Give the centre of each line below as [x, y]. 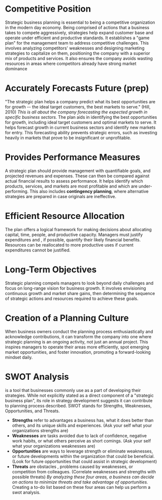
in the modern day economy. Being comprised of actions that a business [77, 27]
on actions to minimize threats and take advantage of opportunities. [80, 482]
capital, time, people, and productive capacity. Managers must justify [74, 234]
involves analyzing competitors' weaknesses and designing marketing [75, 48]
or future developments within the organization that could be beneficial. [83, 456]
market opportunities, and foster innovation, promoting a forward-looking [78, 352]
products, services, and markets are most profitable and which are [71, 186]
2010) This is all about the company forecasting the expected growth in [76, 112]
